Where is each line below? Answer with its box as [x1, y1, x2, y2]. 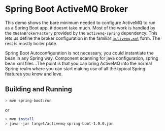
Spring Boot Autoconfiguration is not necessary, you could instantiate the [5, 50, 154, 56]
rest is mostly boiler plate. [5, 40, 58, 46]
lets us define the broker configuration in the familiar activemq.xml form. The [5, 35, 161, 41]
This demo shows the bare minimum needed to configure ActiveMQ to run [5, 20, 156, 26]
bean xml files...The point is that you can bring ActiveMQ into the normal [5, 60, 152, 66]
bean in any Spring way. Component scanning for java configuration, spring [5, 55, 159, 61]
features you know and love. [5, 71, 63, 77]
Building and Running [5, 85, 72, 94]
